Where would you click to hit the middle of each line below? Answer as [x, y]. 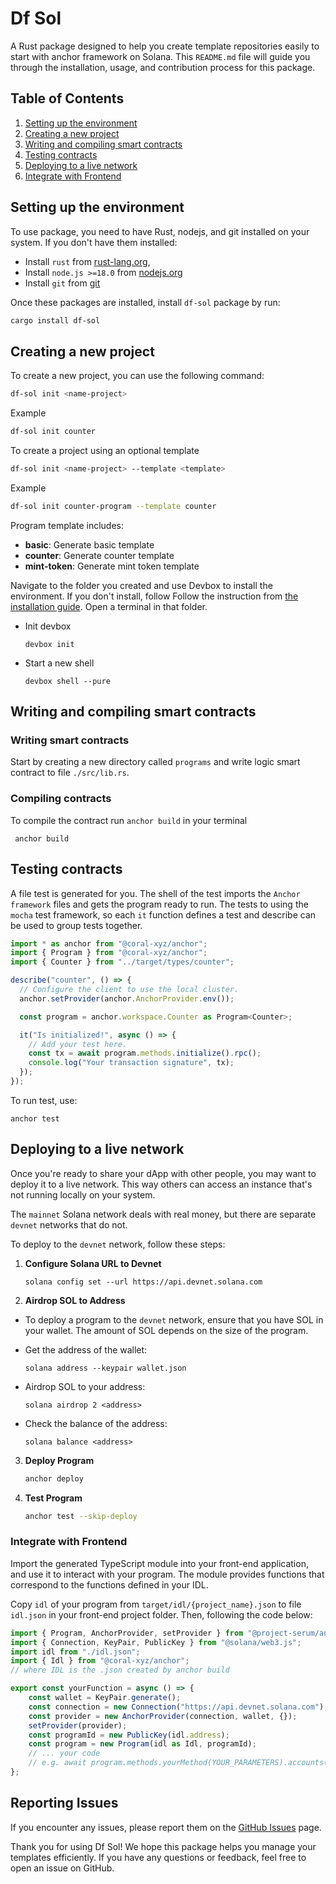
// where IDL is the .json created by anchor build [120, 1670]
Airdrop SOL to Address [75, 1300]
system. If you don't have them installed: [94, 242]
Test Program [53, 1498]
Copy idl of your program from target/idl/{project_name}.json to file [156, 1604]
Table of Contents [67, 98]
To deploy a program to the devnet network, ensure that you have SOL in [174, 1319]
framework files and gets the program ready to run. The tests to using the [159, 904]
